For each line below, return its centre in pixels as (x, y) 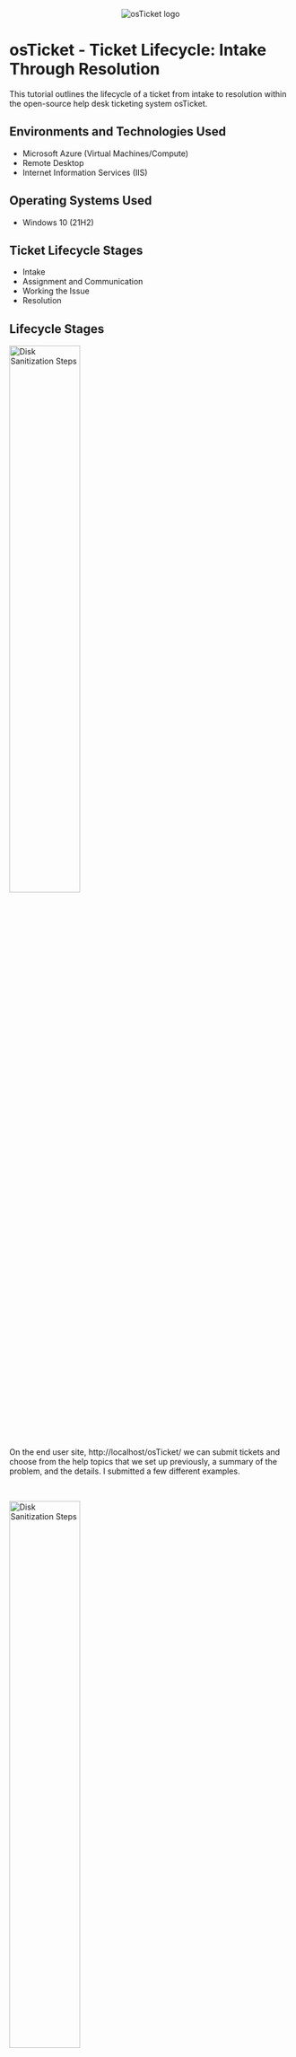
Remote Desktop (53, 162)
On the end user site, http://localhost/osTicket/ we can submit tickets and (145, 1452)
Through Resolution (85, 70)
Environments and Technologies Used (118, 131)
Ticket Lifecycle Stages (76, 250)
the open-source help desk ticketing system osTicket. (109, 103)
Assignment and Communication (83, 282)
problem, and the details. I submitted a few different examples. (125, 1471)
